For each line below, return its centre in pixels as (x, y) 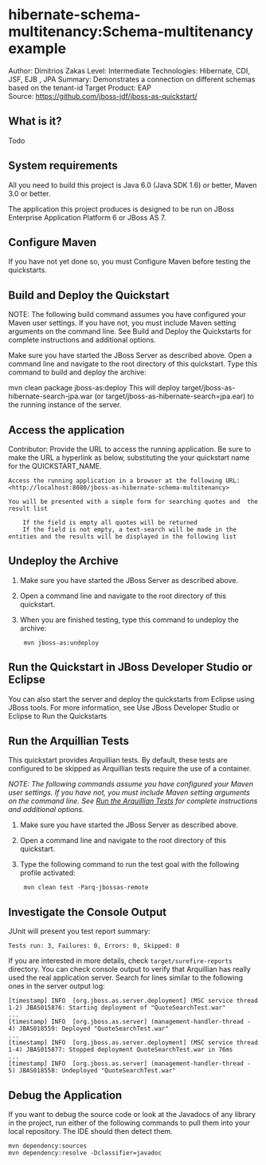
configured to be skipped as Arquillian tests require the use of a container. (130, 769)
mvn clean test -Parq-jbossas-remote (86, 888)
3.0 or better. (29, 193)
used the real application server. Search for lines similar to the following (126, 978)
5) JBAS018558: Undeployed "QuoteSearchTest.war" (92, 1071)
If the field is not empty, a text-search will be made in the (130, 529)
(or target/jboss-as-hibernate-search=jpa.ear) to (174, 396)
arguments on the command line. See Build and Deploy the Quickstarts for (130, 331)
